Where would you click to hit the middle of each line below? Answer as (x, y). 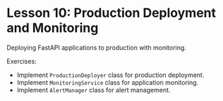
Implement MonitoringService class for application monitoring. (108, 82)
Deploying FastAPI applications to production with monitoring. (96, 47)
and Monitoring (53, 28)
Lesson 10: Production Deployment (111, 13)
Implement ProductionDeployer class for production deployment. (110, 75)
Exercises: (22, 61)
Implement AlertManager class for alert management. (94, 90)
